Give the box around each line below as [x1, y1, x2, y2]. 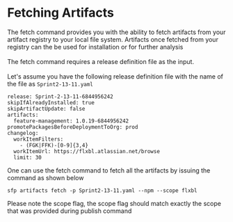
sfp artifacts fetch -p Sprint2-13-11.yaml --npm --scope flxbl [7, 187, 198, 194]
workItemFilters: [13, 136, 64, 143]
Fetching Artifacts [7, 5, 115, 21]
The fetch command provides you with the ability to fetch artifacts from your [7, 28, 226, 36]
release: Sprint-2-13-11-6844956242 [7, 93, 113, 100]
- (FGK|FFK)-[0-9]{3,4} [19, 141, 89, 149]
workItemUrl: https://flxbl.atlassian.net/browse [13, 148, 160, 154]
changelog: [7, 129, 39, 136]
